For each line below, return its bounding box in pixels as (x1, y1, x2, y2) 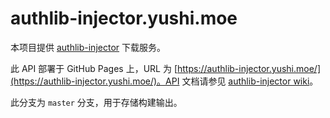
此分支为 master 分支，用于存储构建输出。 (10, 96, 183, 108)
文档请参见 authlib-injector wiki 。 (181, 75, 319, 87)
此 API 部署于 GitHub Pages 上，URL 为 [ (10, 62, 178, 74)
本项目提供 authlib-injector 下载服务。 (10, 41, 166, 53)
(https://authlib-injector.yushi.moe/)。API (10, 75, 180, 87)
